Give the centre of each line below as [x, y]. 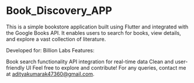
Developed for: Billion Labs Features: [50, 50]
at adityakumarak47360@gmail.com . [50, 74]
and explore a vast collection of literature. [56, 39]
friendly [15, 67]
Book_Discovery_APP [59, 11]
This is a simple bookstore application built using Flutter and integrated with [97, 27]
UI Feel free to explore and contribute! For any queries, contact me [106, 67]
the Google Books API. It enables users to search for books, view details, [93, 33]
